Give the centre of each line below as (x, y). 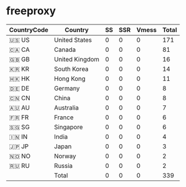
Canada (65, 49)
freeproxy (31, 11)
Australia (67, 107)
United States (73, 40)
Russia (64, 166)
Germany (67, 88)
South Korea (72, 68)
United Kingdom (77, 59)
